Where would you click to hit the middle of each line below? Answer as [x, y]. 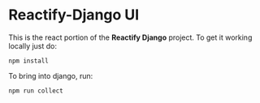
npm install [28, 61]
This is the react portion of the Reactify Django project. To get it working [130, 37]
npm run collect [36, 91]
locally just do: [33, 45]
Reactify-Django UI [74, 15]
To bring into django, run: [51, 75]
